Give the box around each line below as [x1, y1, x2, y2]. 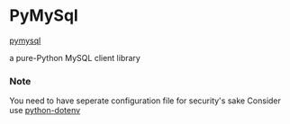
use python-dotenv [9, 105, 81, 116]
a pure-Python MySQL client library [9, 52, 141, 63]
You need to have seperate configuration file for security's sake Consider [9, 95, 282, 106]
